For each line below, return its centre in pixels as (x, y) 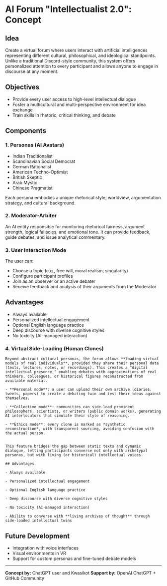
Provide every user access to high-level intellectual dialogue (74, 99)
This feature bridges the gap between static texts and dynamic (73, 446)
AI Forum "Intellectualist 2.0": (68, 9)
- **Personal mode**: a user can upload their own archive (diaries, (79, 390)
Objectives (22, 87)
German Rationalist (32, 166)
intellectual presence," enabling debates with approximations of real (81, 372)
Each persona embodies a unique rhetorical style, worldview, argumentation (83, 197)
